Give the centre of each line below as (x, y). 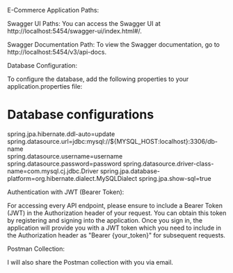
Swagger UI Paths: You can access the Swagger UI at (84, 23)
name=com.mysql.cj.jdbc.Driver (53, 171)
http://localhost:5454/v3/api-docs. (57, 52)
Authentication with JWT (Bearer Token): (66, 192)
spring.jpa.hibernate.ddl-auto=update (61, 134)
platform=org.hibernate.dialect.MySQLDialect (72, 178)
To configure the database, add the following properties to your (98, 79)
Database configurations (81, 115)
